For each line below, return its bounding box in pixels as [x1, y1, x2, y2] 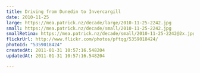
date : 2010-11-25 [6, 14, 49, 20]
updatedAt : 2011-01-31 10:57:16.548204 [6, 53, 105, 59]
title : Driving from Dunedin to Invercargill [6, 8, 121, 15]
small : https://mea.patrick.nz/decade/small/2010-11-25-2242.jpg [6, 25, 171, 31]
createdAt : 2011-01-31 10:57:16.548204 [6, 47, 105, 53]
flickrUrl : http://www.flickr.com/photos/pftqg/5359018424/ [6, 36, 159, 42]
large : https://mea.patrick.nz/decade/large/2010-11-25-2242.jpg [6, 20, 171, 26]
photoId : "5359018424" [6, 42, 62, 48]
